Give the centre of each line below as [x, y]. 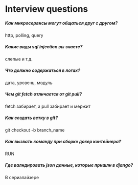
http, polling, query [24, 35]
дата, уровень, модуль [29, 83]
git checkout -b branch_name [35, 130]
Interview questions [46, 9]
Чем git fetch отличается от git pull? [44, 94]
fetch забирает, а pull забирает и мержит [48, 106]
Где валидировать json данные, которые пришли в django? [69, 165]
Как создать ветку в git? [32, 118]
